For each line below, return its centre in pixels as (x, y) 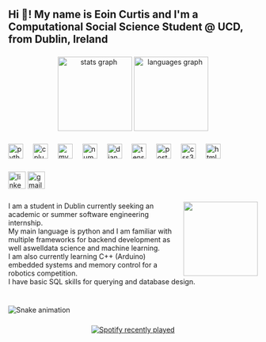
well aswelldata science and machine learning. (84, 248)
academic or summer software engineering (78, 215)
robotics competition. (43, 273)
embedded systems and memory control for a (83, 265)
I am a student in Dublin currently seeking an (81, 206)
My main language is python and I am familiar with (90, 231)
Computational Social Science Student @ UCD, (126, 27)
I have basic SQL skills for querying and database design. (102, 282)
